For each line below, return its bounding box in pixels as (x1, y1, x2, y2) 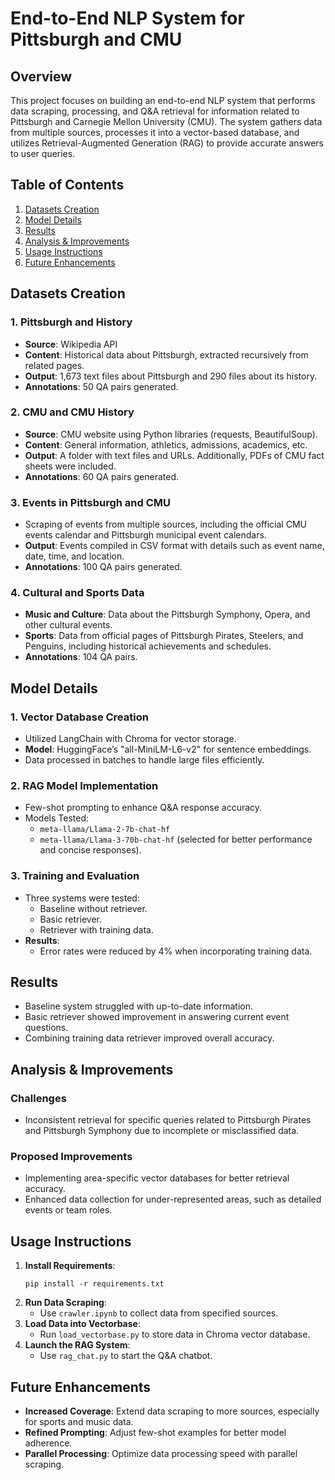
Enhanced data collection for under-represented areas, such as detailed (24, 1193, 322, 1206)
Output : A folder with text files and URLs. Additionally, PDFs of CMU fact (24, 449, 325, 461)
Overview (10, 68, 73, 85)
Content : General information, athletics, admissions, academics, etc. (24, 438, 308, 451)
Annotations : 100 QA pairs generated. (24, 561, 183, 573)
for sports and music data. (24, 1416, 134, 1428)
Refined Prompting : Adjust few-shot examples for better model (24, 1427, 287, 1439)
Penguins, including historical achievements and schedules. (24, 640, 272, 652)
